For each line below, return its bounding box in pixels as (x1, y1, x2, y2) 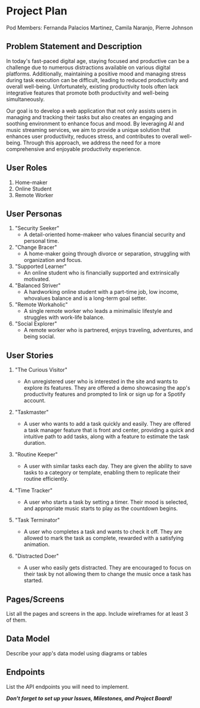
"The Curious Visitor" (14, 366, 67, 373)
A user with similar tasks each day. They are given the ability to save (23, 463, 192, 470)
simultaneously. (6, 95, 45, 103)
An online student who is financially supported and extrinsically (23, 269, 180, 276)
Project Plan (6, 4, 67, 18)
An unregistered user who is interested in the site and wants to (23, 378, 178, 385)
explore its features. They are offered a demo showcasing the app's (23, 384, 190, 391)
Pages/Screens (6, 594, 64, 604)
